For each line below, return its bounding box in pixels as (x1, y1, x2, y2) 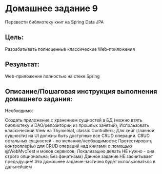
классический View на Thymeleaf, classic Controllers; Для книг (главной (5, 128, 155, 134)
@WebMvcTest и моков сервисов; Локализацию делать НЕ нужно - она (5, 148, 155, 154)
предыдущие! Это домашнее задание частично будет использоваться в (5, 159, 156, 165)
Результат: (5, 60, 40, 69)
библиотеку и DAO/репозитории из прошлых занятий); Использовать (5, 122, 149, 128)
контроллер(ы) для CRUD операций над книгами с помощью (5, 143, 132, 149)
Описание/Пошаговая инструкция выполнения (5, 87, 158, 96)
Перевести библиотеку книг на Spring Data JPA (5, 19, 104, 25)
